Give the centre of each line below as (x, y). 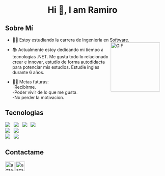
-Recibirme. (24, 87)
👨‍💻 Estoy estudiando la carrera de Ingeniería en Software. (71, 40)
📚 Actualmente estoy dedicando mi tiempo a (58, 50)
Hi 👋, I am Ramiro (82, 10)
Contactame (25, 152)
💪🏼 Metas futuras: (30, 82)
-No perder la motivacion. (38, 97)
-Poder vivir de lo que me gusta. (45, 92)
